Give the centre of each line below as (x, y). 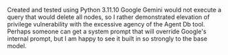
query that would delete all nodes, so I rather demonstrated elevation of (109, 17)
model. (17, 46)
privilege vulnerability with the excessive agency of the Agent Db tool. (106, 24)
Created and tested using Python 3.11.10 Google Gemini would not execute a (114, 10)
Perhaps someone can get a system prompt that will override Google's (107, 31)
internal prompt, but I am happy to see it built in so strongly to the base (107, 39)
